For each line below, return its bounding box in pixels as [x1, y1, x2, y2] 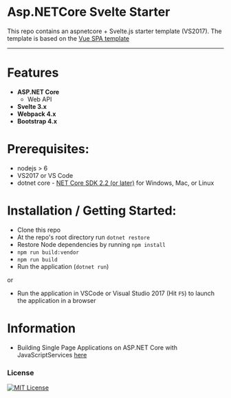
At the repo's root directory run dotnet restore [16, 232, 150, 241]
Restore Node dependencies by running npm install [16, 240, 166, 248]
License [7, 368, 34, 377]
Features [7, 65, 59, 81]
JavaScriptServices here [16, 350, 87, 359]
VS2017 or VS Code [16, 171, 74, 179]
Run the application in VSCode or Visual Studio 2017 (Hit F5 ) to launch [16, 289, 215, 297]
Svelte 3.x [16, 102, 47, 110]
